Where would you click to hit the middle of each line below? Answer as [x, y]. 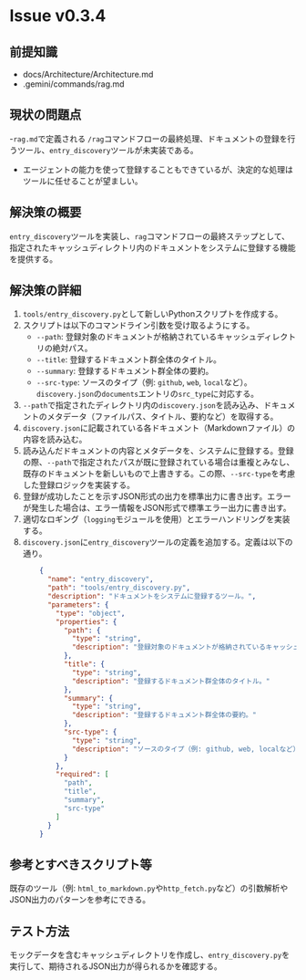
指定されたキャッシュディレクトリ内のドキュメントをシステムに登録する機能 [153, 247]
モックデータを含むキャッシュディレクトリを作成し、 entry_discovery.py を [149, 955]
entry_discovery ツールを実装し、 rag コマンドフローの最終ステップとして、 [149, 236]
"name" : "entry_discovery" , [100, 579]
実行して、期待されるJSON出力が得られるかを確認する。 [116, 966]
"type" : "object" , [91, 613]
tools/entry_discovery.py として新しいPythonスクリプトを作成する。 [153, 314]
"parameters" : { [78, 605]
